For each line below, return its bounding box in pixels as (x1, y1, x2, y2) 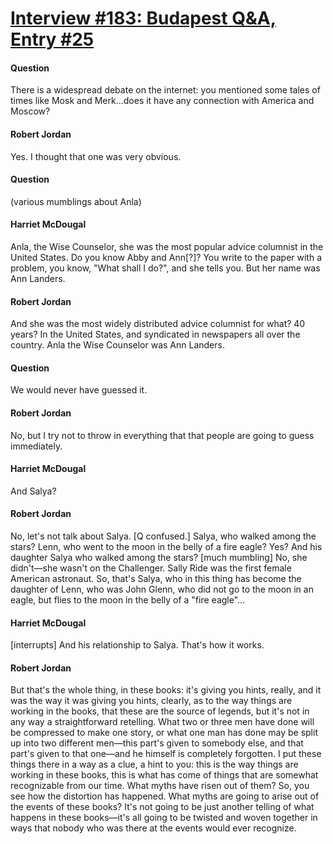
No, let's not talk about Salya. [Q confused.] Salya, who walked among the (10, 530, 317, 542)
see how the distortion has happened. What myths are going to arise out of (10, 790, 320, 802)
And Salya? (10, 485, 57, 497)
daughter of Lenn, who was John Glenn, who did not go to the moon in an (10, 583, 314, 596)
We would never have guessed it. (10, 384, 148, 396)
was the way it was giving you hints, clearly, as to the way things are (10, 695, 293, 707)
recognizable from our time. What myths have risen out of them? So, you (10, 780, 310, 792)
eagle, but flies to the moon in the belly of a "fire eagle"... (10, 594, 246, 606)
